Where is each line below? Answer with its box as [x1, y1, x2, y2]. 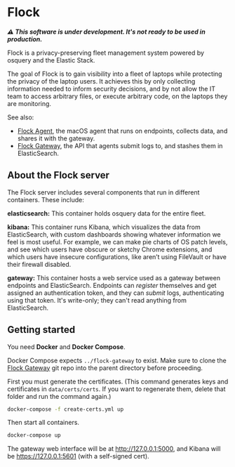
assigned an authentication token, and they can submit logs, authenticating [7, 289, 224, 297]
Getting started [7, 324, 76, 336]
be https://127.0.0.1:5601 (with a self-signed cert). [7, 452, 149, 461]
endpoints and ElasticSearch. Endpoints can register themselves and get [7, 281, 217, 289]
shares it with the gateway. [17, 134, 95, 143]
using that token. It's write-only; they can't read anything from [7, 296, 187, 304]
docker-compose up [7, 432, 61, 439]
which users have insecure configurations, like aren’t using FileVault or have [7, 252, 227, 261]
